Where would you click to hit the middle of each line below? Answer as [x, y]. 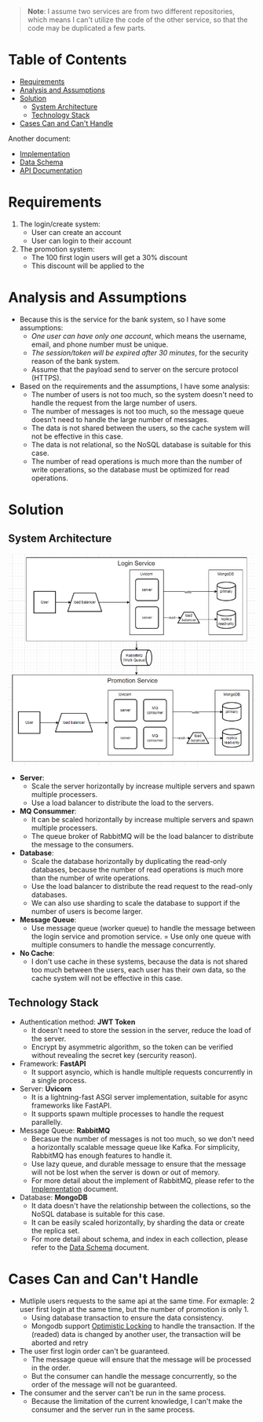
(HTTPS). [46, 377]
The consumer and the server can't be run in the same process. [122, 1393]
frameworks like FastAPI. [71, 1105]
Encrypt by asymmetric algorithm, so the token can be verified [132, 1047]
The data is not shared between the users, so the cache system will [140, 428]
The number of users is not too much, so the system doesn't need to [142, 394]
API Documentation [51, 170]
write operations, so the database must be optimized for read [130, 469]
